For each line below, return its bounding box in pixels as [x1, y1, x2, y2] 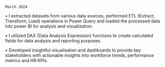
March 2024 [5, 4, 28, 9]
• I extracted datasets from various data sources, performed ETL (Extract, [5, 13, 155, 18]
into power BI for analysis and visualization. [5, 23, 93, 29]
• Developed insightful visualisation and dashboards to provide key [5, 47, 141, 53]
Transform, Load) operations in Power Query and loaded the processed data [5, 18, 160, 24]
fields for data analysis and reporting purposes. [5, 38, 102, 44]
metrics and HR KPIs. [5, 58, 48, 63]
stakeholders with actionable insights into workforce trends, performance [5, 52, 154, 58]
